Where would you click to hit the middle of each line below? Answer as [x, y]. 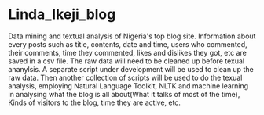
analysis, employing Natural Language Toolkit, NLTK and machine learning [128, 86]
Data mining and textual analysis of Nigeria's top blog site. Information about [132, 36]
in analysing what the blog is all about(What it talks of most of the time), [124, 94]
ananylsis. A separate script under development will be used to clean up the [131, 69]
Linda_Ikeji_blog [62, 14]
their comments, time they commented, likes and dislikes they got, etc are [128, 52]
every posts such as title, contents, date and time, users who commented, [128, 44]
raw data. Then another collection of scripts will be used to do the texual [125, 77]
